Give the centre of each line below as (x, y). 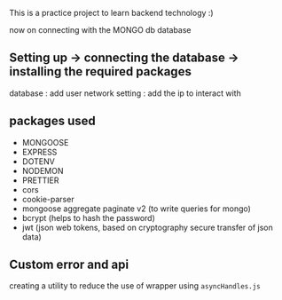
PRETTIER (40, 180)
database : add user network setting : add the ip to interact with (125, 93)
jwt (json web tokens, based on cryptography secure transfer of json (147, 227)
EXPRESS (39, 152)
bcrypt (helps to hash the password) (88, 217)
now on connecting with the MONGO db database (101, 30)
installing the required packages (101, 71)
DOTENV (38, 161)
